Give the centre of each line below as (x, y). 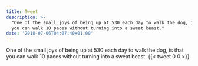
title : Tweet (22, 11)
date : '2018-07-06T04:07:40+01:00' (50, 34)
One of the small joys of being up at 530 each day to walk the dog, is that (95, 50)
